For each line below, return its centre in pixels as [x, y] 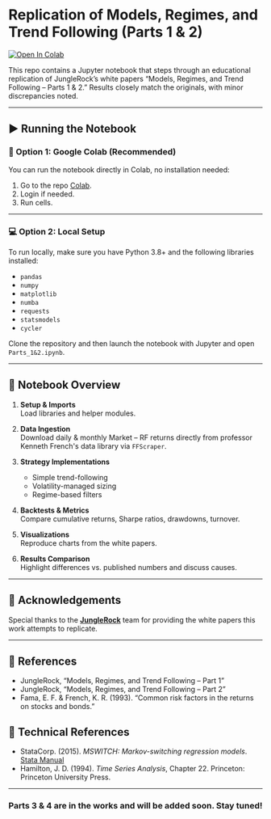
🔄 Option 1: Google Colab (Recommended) [92, 152]
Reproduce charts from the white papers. [88, 542]
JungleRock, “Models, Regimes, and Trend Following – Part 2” [123, 690]
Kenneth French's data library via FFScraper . [93, 445]
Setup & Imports [48, 404]
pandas [31, 277]
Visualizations [45, 534]
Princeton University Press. [65, 777]
